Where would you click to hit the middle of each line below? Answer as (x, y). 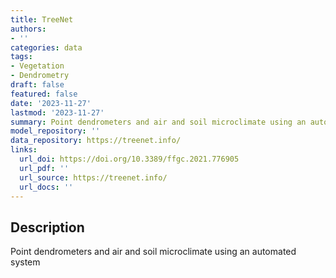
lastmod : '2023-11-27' (57, 112)
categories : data (46, 47)
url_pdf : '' (44, 168)
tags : (21, 57)
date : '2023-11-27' (51, 103)
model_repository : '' (55, 131)
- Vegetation (37, 66)
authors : (28, 29)
